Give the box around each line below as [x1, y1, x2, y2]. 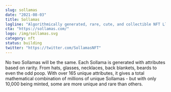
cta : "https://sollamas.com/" [5, 26, 70, 32]
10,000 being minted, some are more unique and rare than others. [5, 81, 144, 87]
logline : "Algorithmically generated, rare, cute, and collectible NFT [5, 21, 160, 27]
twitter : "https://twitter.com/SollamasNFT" [5, 45, 101, 50]
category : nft [5, 36, 36, 41]
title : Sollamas [5, 17, 40, 22]
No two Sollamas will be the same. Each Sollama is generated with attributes [5, 59, 165, 65]
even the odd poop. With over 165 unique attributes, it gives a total [5, 70, 145, 76]
